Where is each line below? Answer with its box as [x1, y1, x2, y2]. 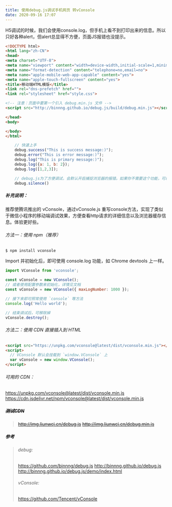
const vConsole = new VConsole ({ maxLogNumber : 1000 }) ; [5, 287, 130, 292]
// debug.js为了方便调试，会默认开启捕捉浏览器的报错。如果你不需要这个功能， [14, 175, 162, 181]
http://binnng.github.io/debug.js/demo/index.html [17, 468, 122, 474]
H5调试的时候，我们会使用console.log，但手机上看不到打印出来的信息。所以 [5, 27, 166, 33]
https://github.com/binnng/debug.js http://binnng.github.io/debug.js [17, 462, 162, 469]
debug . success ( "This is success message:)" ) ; [14, 147, 114, 153]
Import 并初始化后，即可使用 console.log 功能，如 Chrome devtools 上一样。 [5, 258, 167, 264]
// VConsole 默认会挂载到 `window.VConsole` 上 [10, 353, 108, 358]
